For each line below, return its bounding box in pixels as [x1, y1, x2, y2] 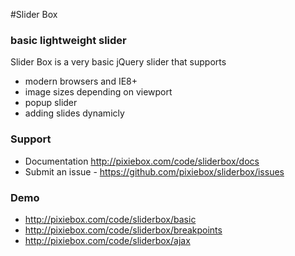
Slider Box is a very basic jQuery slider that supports [10, 56, 227, 68]
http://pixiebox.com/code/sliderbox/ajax [24, 234, 191, 246]
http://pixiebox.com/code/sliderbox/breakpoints [24, 224, 223, 236]
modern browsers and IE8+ [24, 75, 138, 88]
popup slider [24, 97, 78, 109]
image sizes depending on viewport [24, 86, 173, 98]
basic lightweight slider [10, 33, 127, 47]
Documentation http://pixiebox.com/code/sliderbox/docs [24, 155, 260, 167]
